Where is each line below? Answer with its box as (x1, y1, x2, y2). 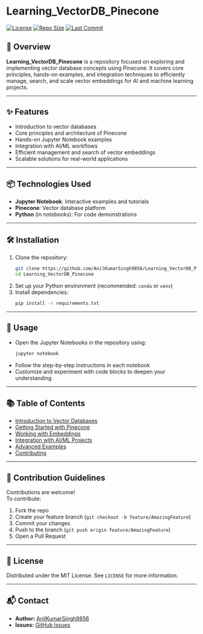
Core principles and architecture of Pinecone (14, 129, 127, 137)
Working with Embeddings (14, 430, 81, 437)
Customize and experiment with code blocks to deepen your (14, 368, 166, 375)
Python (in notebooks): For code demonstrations (14, 211, 137, 218)
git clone (14, 266, 40, 272)
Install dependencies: (14, 289, 69, 296)
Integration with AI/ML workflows (14, 142, 98, 149)
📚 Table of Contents (6, 398, 86, 408)
